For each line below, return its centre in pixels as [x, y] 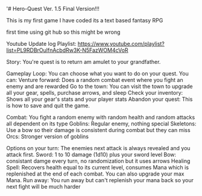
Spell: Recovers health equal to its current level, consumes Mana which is [97, 167]
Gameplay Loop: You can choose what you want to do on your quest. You [97, 74]
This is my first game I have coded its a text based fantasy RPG [85, 20]
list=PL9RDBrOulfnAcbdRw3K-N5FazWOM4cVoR [67, 50]
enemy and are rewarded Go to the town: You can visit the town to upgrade [99, 86]
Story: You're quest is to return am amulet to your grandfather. [84, 62]
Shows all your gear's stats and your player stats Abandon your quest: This [99, 99]
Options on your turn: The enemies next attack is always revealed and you [99, 148]
